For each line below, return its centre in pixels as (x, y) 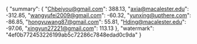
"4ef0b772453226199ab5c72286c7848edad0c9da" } (74, 35)
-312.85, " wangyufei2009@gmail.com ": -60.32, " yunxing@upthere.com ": (98, 15)
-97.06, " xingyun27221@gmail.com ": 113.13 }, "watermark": (80, 28)
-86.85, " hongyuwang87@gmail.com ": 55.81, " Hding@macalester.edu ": (96, 22)
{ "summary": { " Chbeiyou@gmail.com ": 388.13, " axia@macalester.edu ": (97, 9)
